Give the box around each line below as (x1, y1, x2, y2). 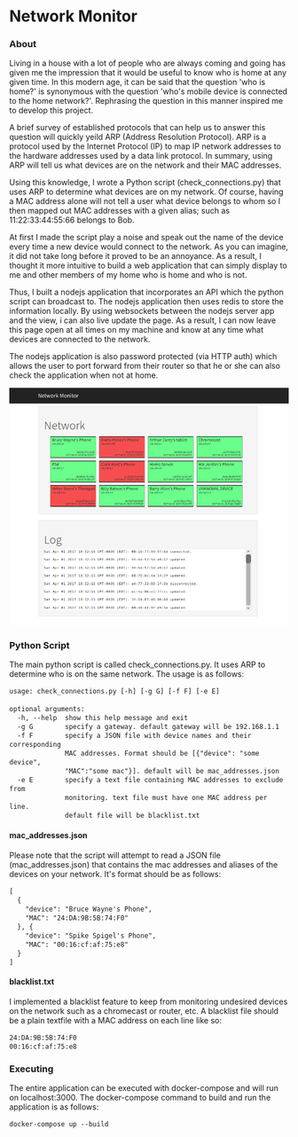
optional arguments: (9, 705, 86, 714)
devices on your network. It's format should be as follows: (9, 868, 222, 879)
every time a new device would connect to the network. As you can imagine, (9, 241, 288, 252)
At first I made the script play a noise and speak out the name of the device (9, 232, 284, 243)
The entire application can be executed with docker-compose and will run (9, 1083, 279, 1094)
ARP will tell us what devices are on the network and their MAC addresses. (9, 160, 282, 170)
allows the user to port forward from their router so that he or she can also (9, 361, 281, 372)
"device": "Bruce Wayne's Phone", (25, 905, 153, 914)
